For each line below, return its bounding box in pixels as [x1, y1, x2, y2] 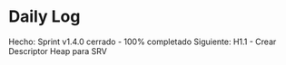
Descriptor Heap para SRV [8, 45, 108, 56]
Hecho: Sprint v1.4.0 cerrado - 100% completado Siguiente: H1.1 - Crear [8, 36, 277, 47]
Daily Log [8, 6, 81, 27]
